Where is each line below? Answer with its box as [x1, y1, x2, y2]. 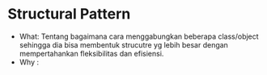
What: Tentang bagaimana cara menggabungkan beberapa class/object [19, 31, 260, 41]
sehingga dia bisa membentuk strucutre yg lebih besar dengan [19, 40, 228, 49]
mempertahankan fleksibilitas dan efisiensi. [19, 48, 164, 58]
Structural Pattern [7, 5, 131, 23]
